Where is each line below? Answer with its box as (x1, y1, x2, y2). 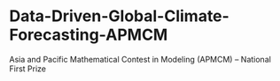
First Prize (9, 63, 47, 74)
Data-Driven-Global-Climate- (9, 6, 230, 26)
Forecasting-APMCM (9, 25, 168, 45)
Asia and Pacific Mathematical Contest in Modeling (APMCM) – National (9, 54, 272, 64)
